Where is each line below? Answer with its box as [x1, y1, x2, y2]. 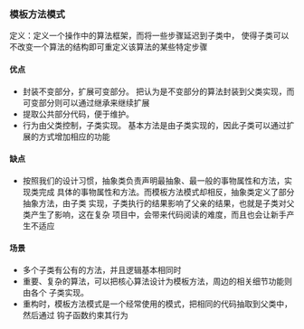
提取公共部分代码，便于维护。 [22, 108, 134, 119]
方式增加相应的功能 [38, 131, 110, 142]
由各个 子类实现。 [22, 287, 89, 297]
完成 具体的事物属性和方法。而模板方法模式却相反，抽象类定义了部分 [38, 186, 295, 197]
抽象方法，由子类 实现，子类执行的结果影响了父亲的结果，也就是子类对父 [22, 197, 295, 209]
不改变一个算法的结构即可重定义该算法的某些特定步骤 [9, 42, 208, 52]
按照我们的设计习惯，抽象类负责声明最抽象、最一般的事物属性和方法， [22, 174, 285, 186]
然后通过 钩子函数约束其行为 [22, 309, 128, 320]
